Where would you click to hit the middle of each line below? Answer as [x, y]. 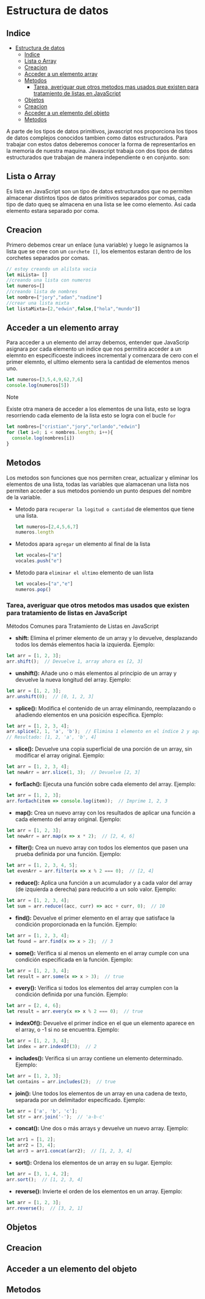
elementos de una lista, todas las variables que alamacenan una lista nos [98, 484]
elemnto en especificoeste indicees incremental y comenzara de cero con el [102, 355]
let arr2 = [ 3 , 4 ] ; [31, 1145]
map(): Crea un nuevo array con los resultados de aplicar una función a [105, 813]
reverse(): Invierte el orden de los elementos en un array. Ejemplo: [99, 1191]
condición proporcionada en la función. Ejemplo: [76, 924]
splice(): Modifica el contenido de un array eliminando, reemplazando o [106, 708]
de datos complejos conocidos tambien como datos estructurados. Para [97, 138]
